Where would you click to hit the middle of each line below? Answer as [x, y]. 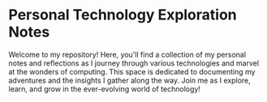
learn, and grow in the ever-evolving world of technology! [105, 89]
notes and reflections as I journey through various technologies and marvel [134, 63]
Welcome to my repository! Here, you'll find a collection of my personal [127, 54]
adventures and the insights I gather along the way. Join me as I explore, [130, 80]
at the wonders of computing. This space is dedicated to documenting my [132, 71]
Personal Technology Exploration [123, 15]
